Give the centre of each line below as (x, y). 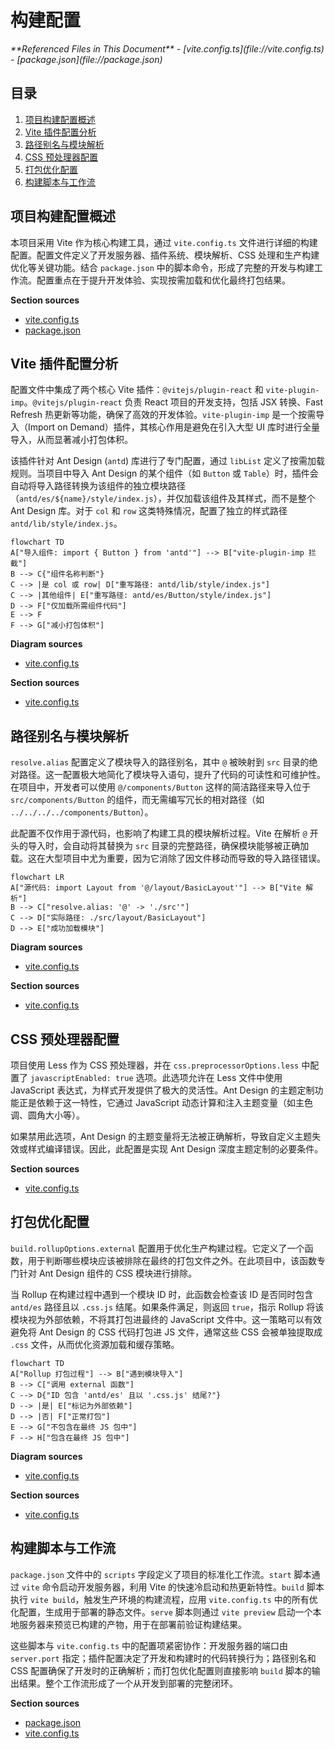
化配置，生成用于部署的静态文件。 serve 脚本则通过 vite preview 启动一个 (161, 1612)
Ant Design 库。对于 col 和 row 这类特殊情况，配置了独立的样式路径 (149, 511)
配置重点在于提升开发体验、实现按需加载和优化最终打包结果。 (163, 280)
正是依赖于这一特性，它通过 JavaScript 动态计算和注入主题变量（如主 (161, 1102)
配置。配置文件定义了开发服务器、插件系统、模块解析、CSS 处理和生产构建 (165, 255)
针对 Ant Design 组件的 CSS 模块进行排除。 (108, 1273)
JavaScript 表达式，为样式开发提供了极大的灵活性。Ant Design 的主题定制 (162, 1090)
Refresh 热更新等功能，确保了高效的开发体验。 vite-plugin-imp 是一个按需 (163, 415)
